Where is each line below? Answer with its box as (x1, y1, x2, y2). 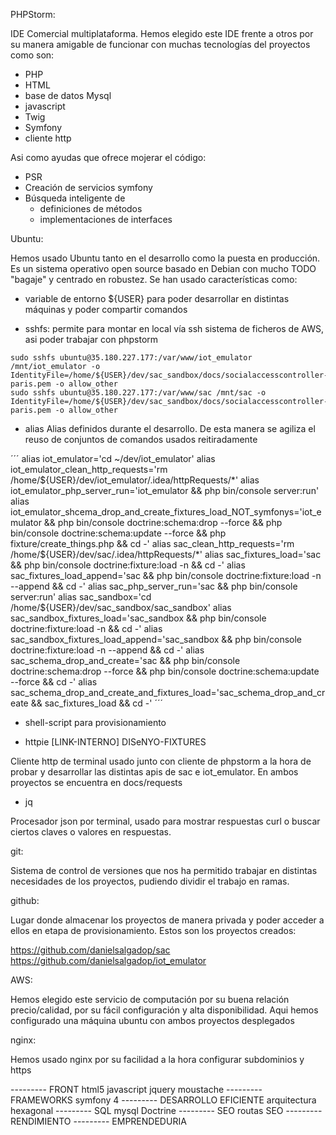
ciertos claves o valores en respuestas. (10, 826, 172, 838)
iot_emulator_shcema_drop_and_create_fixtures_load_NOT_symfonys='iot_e (10, 506, 322, 518)
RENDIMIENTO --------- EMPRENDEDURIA (10, 1115, 187, 1127)
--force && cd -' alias (10, 676, 98, 688)
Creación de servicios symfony (24, 182, 153, 193)
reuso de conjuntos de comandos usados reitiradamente (24, 434, 258, 445)
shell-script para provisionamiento (24, 717, 167, 728)
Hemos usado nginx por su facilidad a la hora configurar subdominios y (10, 1054, 305, 1065)
